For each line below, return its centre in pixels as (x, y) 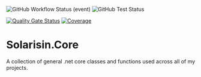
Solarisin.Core (43, 45)
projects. (17, 67)
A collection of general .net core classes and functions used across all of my (101, 61)
